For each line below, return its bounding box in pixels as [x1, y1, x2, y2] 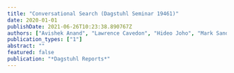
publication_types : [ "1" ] [7, 36, 82, 43]
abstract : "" [7, 42, 45, 49]
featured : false [7, 49, 54, 56]
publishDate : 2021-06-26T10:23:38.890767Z [7, 23, 132, 30]
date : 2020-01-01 [7, 17, 58, 24]
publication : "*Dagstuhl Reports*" [7, 56, 111, 63]
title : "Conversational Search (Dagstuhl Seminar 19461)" [7, 10, 179, 17]
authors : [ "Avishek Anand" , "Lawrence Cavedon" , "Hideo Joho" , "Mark [7, 29, 214, 37]
